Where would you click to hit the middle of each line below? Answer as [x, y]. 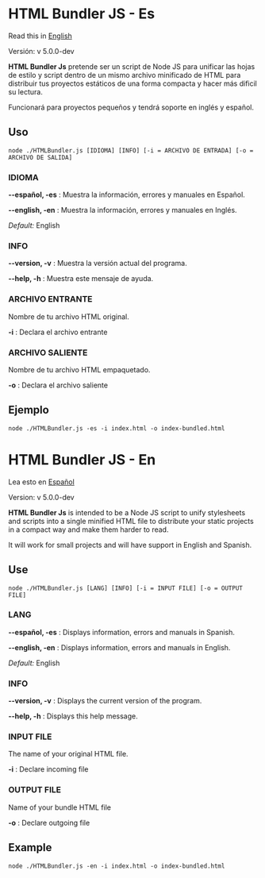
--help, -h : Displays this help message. [73, 716]
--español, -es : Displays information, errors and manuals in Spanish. [122, 632]
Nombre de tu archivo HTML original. [69, 316]
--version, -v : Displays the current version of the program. [105, 701]
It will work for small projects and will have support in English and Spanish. [130, 545]
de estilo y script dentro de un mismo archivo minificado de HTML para [125, 75]
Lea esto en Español [42, 482]
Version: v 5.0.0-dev [41, 497]
